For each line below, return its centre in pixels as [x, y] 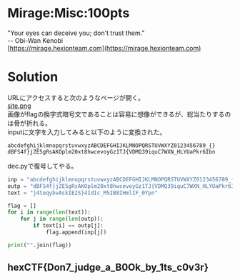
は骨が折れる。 [29, 123]
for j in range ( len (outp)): [62, 219]
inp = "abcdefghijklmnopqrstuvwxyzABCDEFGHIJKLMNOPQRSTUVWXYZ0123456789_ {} [122, 179]
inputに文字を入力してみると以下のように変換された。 [87, 132]
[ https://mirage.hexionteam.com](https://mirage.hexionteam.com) [104, 48]
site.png [19, 106]
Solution [33, 77]
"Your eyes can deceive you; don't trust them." [76, 33]
